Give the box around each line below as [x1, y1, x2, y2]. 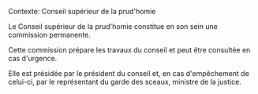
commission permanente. [8, 31, 91, 39]
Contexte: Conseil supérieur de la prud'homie [8, 7, 156, 16]
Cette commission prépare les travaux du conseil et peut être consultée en [8, 45, 251, 54]
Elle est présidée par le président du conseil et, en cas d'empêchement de [8, 69, 250, 78]
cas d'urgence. [8, 54, 58, 63]
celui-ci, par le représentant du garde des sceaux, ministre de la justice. [8, 78, 242, 86]
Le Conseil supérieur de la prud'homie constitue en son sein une [8, 22, 219, 31]
